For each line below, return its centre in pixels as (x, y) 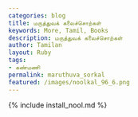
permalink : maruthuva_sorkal (57, 75)
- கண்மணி (24, 68)
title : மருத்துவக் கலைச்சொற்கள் (55, 23)
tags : (17, 60)
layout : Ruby (30, 53)
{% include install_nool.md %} (58, 105)
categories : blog (37, 16)
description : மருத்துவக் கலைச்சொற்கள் (66, 38)
